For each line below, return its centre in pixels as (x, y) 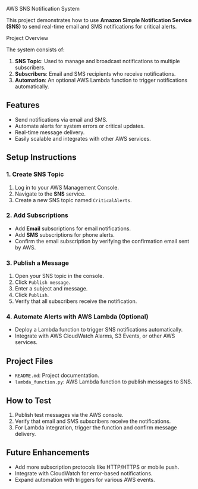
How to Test (29, 400)
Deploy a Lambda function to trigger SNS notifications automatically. (99, 330)
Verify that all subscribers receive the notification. (76, 301)
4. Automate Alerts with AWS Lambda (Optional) (77, 317)
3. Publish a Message (38, 263)
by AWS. (25, 247)
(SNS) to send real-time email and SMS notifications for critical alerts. (92, 27)
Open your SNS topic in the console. (59, 276)
